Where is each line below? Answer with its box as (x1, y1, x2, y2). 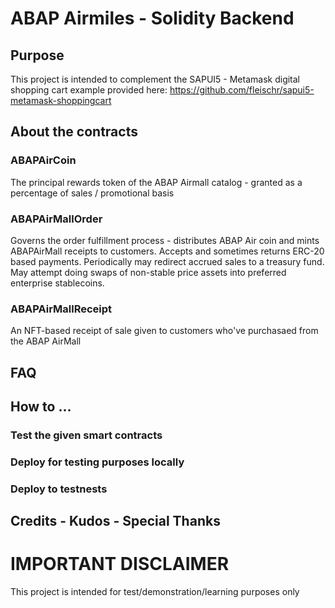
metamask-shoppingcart (10, 95, 112, 106)
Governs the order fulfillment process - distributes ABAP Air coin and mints (10, 234, 320, 246)
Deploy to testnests (10, 482, 108, 496)
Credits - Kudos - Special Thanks (10, 513, 221, 530)
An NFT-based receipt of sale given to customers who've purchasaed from (10, 325, 319, 337)
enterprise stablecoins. (10, 277, 105, 289)
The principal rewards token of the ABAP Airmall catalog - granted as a (10, 176, 303, 188)
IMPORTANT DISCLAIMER (10, 553, 230, 576)
